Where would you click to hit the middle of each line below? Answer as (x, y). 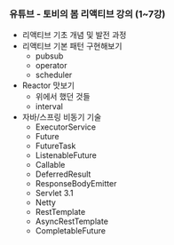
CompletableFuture (71, 231)
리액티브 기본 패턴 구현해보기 (72, 46)
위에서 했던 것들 (63, 97)
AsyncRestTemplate (72, 221)
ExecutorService (65, 127)
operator (51, 66)
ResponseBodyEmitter (76, 184)
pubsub (49, 56)
